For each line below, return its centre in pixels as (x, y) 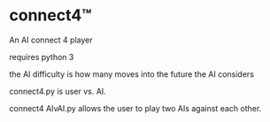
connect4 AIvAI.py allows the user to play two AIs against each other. (135, 108)
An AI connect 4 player (51, 40)
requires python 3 (42, 57)
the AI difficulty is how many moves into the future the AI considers (132, 74)
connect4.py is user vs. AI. (58, 91)
